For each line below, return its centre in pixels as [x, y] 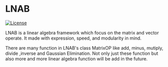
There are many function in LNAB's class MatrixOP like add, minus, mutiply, [85, 48]
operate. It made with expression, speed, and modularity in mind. [73, 38]
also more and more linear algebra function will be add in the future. [76, 58]
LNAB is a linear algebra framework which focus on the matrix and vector [82, 32]
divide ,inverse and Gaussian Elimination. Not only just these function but [82, 53]
